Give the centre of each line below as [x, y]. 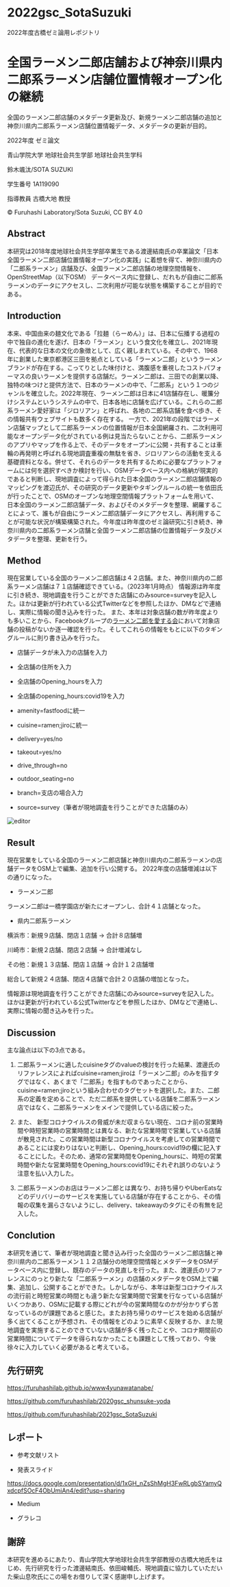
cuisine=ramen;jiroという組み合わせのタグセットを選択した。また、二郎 [118, 1090]
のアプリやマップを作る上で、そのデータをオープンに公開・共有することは [112, 445]
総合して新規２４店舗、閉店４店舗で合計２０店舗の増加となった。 [100, 979]
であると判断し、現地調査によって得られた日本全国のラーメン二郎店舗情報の [115, 479]
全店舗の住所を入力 [44, 667]
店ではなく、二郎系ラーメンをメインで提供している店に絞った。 [107, 1107]
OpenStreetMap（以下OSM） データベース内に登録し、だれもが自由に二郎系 [115, 277]
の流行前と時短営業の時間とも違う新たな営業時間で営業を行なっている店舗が [115, 1295]
